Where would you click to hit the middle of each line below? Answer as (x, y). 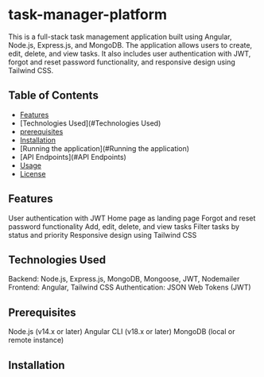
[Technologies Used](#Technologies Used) (90, 123)
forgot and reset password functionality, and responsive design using (122, 62)
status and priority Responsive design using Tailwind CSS (103, 235)
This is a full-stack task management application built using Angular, (120, 37)
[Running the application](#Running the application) (104, 148)
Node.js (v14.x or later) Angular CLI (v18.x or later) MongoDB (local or (122, 332)
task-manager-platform (88, 15)
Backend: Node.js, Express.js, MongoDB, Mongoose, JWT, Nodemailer (124, 279)
